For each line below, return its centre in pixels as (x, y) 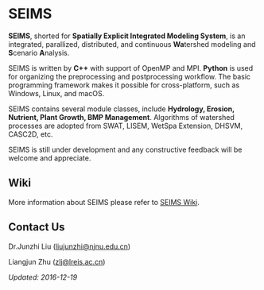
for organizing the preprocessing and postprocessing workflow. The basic (130, 76)
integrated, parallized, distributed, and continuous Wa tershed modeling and (132, 44)
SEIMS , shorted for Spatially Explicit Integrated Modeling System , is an (127, 36)
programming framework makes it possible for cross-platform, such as (124, 85)
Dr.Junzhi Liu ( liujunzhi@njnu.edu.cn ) (70, 246)
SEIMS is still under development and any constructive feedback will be (125, 149)
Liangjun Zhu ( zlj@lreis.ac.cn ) (57, 261)
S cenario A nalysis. (39, 52)
